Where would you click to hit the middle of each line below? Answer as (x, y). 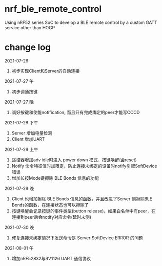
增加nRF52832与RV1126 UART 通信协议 (51, 258)
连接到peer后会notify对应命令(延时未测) (51, 217)
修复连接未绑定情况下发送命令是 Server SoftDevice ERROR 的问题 (77, 238)
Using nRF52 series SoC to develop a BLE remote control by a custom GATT (81, 22)
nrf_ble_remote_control (53, 9)
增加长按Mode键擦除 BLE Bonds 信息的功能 (55, 178)
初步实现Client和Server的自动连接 (46, 71)
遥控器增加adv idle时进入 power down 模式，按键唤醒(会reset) (74, 160)
